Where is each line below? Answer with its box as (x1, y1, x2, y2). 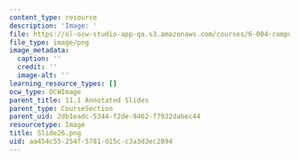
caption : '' (17, 54, 62, 63)
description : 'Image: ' (9, 21, 98, 30)
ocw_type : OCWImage (9, 87, 82, 96)
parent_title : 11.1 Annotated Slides (9, 95, 149, 105)
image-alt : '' (17, 71, 69, 80)
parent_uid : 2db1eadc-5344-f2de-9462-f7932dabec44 (9, 112, 201, 121)
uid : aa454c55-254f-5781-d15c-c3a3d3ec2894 (9, 137, 174, 146)
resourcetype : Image (9, 121, 86, 130)
